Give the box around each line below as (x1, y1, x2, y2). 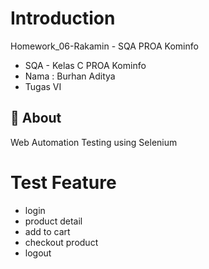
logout (24, 247, 52, 259)
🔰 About (10, 110, 62, 127)
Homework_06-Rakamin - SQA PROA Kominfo (10, 40, 199, 52)
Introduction (10, 7, 116, 30)
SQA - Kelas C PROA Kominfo (24, 59, 147, 71)
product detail (24, 215, 83, 227)
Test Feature (10, 171, 117, 194)
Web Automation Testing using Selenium (10, 136, 178, 148)
